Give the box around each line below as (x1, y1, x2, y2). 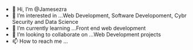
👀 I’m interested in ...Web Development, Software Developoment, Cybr (11, 12, 187, 19)
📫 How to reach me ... (11, 37, 68, 45)
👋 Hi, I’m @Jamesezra (11, 6, 68, 12)
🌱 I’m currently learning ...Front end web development (11, 24, 146, 32)
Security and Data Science (11, 18, 78, 25)
